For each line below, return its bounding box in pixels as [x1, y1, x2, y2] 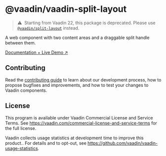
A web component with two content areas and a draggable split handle [5, 35, 150, 40]
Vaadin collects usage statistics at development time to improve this [5, 135, 144, 141]
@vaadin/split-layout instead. [17, 25, 80, 31]
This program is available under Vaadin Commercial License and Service [5, 115, 153, 120]
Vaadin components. [5, 87, 48, 93]
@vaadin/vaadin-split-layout [5, 3, 127, 15]
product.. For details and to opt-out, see [5, 140, 87, 146]
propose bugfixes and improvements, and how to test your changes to [5, 82, 149, 88]
